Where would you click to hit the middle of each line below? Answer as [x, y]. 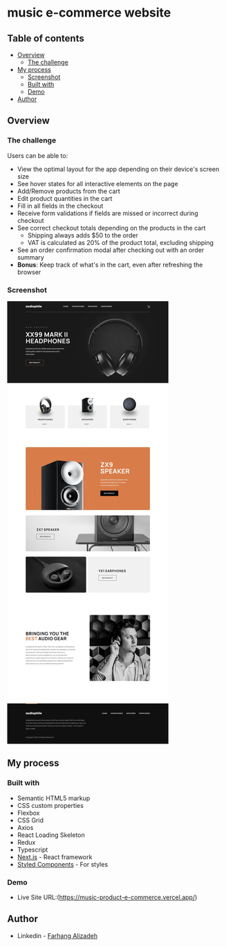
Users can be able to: [38, 155]
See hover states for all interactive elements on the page [97, 183]
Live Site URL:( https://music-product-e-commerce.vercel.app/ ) [107, 897]
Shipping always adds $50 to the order [83, 235]
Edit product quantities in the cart [65, 198]
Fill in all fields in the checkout [60, 206]
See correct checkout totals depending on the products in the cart [111, 228]
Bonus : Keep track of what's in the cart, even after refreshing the [110, 264]
